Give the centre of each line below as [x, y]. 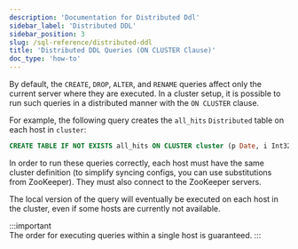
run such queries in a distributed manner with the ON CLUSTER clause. [134, 103]
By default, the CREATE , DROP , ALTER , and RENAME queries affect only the [135, 84]
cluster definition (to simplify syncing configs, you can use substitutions [141, 172]
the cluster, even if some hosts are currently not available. [115, 208]
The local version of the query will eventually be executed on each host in [144, 199]
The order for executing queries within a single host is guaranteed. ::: [135, 235]
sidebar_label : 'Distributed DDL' [73, 26]
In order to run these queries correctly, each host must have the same [137, 163]
